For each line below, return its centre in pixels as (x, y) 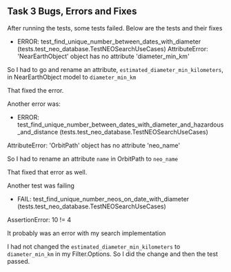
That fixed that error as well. (47, 172)
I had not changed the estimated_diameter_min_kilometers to (94, 246)
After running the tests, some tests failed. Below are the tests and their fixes (115, 28)
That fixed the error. (36, 90)
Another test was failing (41, 185)
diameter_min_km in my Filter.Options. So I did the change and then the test (113, 254)
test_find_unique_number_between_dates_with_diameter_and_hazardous (120, 125)
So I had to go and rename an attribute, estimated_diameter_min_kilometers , (115, 69)
